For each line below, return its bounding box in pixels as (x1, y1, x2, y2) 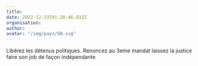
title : (6, 8, 23, 15)
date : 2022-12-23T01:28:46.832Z (6, 14, 87, 20)
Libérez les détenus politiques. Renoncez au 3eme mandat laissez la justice (6, 47, 193, 54)
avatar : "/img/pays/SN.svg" (6, 31, 77, 37)
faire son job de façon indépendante (6, 54, 96, 61)
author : (6, 25, 26, 32)
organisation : (6, 20, 42, 26)
